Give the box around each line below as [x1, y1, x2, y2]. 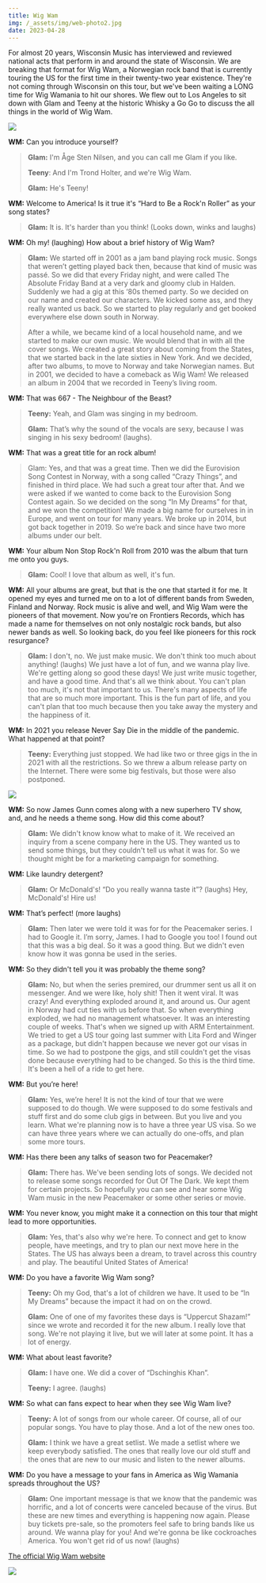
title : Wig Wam [8, 11, 59, 20]
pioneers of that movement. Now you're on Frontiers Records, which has [8, 611, 245, 620]
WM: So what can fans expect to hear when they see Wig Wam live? [8, 1399, 232, 1409]
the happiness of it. [27, 711, 91, 720]
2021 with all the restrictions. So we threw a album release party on [27, 758, 248, 768]
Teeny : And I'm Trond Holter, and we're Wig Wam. [27, 168, 192, 178]
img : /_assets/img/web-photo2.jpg [8, 19, 123, 27]
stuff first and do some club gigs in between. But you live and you [27, 1112, 242, 1121]
